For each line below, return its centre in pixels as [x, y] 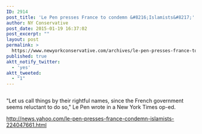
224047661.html [26, 125]
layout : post [23, 39]
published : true [26, 56]
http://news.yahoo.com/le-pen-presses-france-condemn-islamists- [90, 119]
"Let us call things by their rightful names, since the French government [95, 101]
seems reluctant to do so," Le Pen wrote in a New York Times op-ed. [91, 107]
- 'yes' [21, 67]
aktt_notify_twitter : [33, 62]
